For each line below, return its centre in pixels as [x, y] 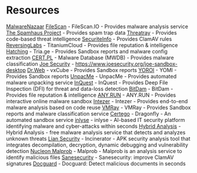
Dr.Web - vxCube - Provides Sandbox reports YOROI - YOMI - [102, 70]
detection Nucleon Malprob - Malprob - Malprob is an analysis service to [94, 151]
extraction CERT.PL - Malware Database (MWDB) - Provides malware [90, 57]
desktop [16, 70]
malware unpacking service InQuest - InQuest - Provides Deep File [87, 82]
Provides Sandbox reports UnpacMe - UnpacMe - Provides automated [91, 76]
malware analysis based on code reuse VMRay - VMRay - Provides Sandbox [98, 107]
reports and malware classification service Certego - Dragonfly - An [89, 113]
